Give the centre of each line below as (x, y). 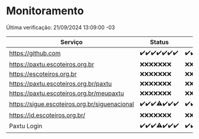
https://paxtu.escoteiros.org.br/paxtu (61, 83)
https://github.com (35, 53)
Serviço (71, 42)
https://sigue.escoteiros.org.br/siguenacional (72, 104)
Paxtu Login (26, 126)
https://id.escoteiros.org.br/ (47, 115)
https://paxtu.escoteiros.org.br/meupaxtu (67, 93)
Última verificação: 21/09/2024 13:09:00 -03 (61, 27)
